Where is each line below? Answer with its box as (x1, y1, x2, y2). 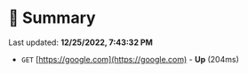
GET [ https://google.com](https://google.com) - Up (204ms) (20, 54, 239, 64)
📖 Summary (8, 8, 96, 28)
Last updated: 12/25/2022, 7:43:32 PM (8, 37, 153, 47)
